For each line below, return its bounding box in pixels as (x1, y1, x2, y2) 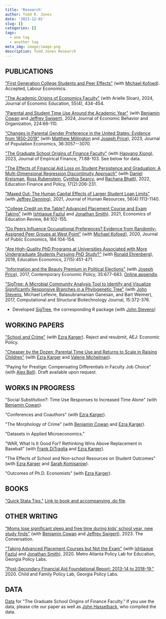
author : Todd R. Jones (5, 12, 52, 17)
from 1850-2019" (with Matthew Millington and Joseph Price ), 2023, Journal (5, 136, 160, 141)
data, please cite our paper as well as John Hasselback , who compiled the (5, 604, 157, 610)
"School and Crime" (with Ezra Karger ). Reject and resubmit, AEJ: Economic (5, 334, 160, 340)
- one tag (9, 35, 30, 40)
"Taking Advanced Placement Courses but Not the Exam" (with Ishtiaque (5, 546, 154, 551)
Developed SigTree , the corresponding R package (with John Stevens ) (12, 306, 156, 313)
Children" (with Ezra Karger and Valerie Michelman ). (5, 354, 112, 360)
